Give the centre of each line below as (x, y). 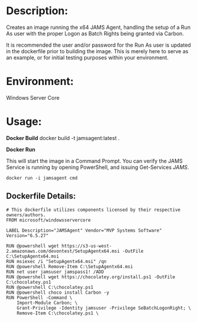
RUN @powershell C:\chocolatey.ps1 (50, 287)
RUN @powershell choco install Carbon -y (58, 292)
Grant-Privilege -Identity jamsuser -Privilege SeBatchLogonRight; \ (104, 308)
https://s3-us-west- (87, 246)
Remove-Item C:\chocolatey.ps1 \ (58, 313)
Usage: (24, 122)
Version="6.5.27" (27, 235)
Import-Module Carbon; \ (47, 303)
